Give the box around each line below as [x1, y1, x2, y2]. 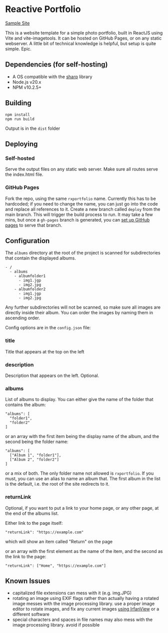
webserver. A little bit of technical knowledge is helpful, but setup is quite [5, 40, 156, 46]
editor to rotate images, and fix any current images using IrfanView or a [12, 606, 159, 612]
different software [12, 611, 50, 617]
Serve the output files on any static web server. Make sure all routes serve [5, 166, 158, 172]
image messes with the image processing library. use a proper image [12, 600, 155, 607]
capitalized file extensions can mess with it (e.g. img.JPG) [12, 590, 132, 596]
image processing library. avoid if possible [12, 622, 100, 628]
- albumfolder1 [14, 274, 46, 279]
